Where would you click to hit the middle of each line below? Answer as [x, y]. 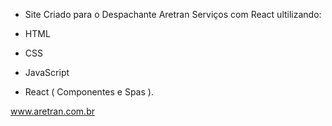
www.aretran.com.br [52, 111]
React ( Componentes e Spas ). [89, 92]
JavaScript [47, 72]
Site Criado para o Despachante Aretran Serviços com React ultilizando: [173, 14]
